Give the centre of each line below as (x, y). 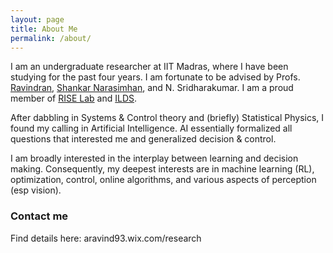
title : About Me (44, 29)
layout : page (37, 19)
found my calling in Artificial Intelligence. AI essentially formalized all (151, 128)
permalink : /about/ (51, 38)
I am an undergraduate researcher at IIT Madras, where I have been (149, 67)
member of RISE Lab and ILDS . (74, 98)
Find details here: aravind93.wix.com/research (106, 238)
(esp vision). (36, 190)
